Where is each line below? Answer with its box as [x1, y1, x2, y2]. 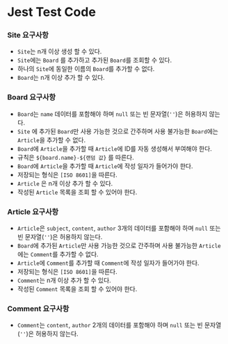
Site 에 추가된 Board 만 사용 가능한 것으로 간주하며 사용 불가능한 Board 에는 [17, 126, 219, 136]
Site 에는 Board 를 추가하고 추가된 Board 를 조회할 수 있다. [17, 56, 172, 65]
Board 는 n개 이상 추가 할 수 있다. [17, 74, 106, 82]
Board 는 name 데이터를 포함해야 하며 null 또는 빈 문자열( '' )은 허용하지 [17, 109, 208, 118]
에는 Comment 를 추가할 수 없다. [17, 250, 99, 259]
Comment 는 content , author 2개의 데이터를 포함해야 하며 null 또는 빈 [17, 321, 203, 329]
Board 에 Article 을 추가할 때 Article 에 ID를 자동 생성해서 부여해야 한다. [17, 144, 212, 153]
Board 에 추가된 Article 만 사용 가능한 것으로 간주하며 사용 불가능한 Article [17, 241, 221, 250]
